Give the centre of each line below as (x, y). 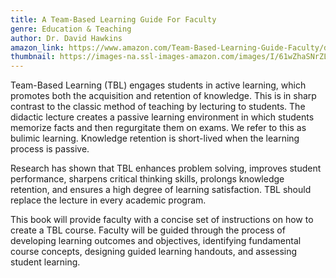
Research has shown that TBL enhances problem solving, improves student (166, 168)
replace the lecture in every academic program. (108, 200)
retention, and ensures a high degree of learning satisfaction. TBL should (161, 190)
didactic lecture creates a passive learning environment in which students (162, 117)
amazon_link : (37, 47)
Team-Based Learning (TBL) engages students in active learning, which (158, 85)
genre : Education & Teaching (71, 29)
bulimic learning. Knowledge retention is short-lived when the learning (155, 138)
